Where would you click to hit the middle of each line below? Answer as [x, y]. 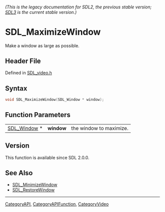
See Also [19, 173]
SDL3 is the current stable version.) [41, 12]
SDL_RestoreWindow [33, 190]
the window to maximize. [100, 128]
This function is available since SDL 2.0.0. [47, 157]
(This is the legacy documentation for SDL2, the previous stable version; [78, 7]
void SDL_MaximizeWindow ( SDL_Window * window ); [55, 100]
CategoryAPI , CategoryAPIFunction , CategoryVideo [57, 204]
